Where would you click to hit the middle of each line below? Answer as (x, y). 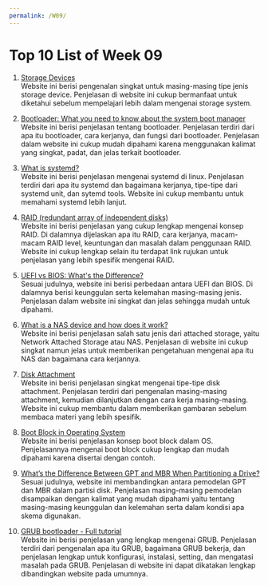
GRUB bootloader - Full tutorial (71, 531)
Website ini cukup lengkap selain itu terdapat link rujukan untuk (124, 251)
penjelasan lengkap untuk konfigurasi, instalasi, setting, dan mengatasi (137, 556)
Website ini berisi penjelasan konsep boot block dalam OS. (117, 440)
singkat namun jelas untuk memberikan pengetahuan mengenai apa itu (137, 350)
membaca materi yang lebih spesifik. (81, 417)
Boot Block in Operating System (73, 432)
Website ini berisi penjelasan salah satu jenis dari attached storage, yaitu (140, 333)
